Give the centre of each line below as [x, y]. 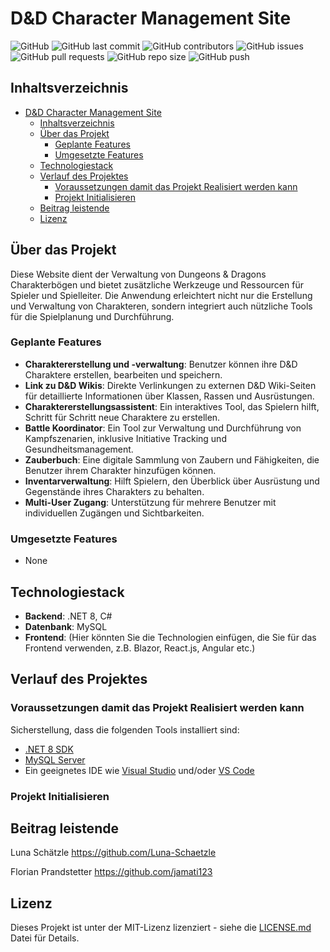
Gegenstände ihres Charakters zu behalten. [114, 491]
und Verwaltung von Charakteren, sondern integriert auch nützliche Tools [161, 306]
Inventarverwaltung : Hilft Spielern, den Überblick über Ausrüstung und [172, 481]
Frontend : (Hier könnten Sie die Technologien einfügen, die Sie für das [170, 637]
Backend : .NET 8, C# [68, 616]
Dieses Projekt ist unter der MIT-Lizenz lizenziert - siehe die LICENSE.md [161, 928]
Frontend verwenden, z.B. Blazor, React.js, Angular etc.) [140, 648]
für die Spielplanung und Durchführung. [92, 316]
